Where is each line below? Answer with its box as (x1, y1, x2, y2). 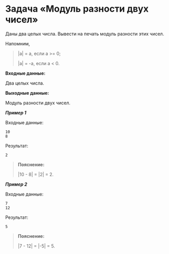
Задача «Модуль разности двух (5, 3, 149, 15)
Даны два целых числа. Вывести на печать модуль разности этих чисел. (5, 31, 164, 37)
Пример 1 (5, 109, 26, 116)
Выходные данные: (5, 90, 49, 96)
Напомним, (5, 40, 30, 46)
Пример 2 (5, 181, 27, 187)
